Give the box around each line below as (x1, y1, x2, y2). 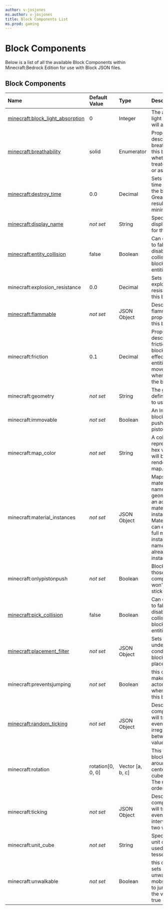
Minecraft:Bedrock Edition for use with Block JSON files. (5, 65, 121, 71)
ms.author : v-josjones (5, 12, 52, 17)
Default (89, 94, 107, 101)
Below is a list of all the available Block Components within (5, 60, 126, 66)
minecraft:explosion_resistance (7, 284, 81, 291)
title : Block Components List (5, 17, 68, 22)
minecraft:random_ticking (7, 720, 68, 727)
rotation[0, (89, 763, 114, 769)
